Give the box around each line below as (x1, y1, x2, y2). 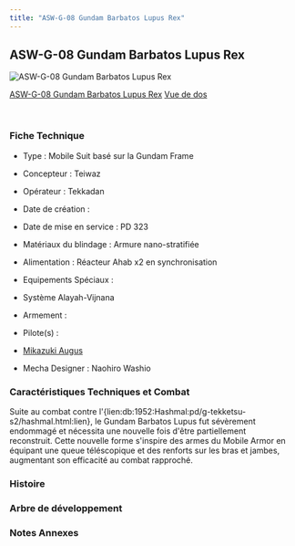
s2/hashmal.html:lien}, (9, 416, 94, 427)
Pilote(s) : (22, 327, 59, 338)
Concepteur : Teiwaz (22, 168, 102, 179)
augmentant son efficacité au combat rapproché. (9, 455, 194, 466)
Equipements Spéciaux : (22, 274, 114, 285)
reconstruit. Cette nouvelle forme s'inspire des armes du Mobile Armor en (9, 436, 287, 446)
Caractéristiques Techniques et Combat (9, 385, 190, 398)
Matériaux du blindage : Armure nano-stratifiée (22, 238, 199, 249)
